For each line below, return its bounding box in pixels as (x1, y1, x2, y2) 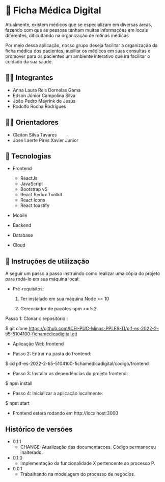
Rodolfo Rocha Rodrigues (12, 103, 66, 109)
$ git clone (5, 326, 28, 332)
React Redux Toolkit (20, 192, 63, 198)
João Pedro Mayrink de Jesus (12, 98, 76, 104)
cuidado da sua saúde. (5, 58, 53, 64)
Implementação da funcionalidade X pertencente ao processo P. (20, 460, 155, 466)
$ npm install (5, 380, 33, 386)
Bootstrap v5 (20, 186, 47, 192)
